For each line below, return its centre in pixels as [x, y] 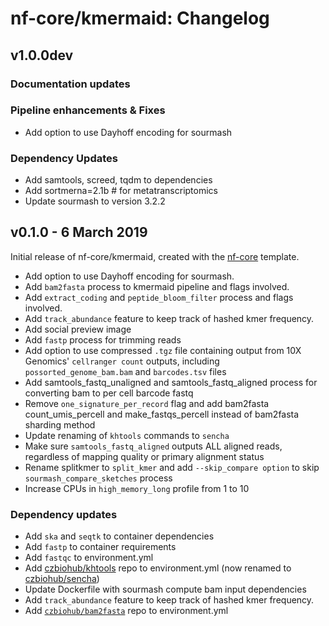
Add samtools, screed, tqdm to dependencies [118, 180]
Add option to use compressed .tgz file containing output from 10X [163, 350]
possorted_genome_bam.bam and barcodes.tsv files [125, 371]
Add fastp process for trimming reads [103, 339]
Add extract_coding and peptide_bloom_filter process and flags [159, 297]
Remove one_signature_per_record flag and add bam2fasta [147, 403]
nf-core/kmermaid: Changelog [140, 18]
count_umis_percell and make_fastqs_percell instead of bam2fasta [162, 414]
